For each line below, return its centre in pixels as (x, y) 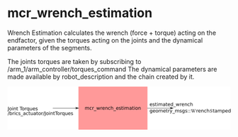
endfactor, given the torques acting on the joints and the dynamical (105, 40)
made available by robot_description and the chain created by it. (101, 77)
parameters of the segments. (50, 48)
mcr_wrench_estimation (80, 13)
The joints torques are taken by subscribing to (74, 61)
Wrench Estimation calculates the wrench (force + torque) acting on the (112, 33)
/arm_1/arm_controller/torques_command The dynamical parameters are (112, 69)
